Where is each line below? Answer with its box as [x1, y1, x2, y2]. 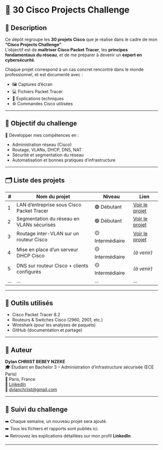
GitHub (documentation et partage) [12, 327, 82, 333]
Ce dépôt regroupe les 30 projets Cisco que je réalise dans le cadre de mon [5, 36, 158, 42]
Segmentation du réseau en [16, 215, 80, 222]
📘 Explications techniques [12, 96, 64, 101]
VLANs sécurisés [16, 221, 56, 228]
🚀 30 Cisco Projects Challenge [5, 4, 130, 16]
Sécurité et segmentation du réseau [12, 152, 84, 158]
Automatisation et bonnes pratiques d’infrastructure [12, 157, 115, 163]
